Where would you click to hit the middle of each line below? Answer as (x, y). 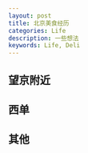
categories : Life (37, 30)
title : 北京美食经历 (39, 23)
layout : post (30, 16)
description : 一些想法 (44, 38)
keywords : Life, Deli (44, 46)
